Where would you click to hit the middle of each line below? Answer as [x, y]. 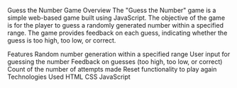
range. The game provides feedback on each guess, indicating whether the [117, 33]
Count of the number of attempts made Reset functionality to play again [112, 69]
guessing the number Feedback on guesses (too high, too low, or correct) [115, 62]
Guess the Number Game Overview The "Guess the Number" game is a [112, 10]
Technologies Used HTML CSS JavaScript [69, 77]
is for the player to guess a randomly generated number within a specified [115, 25]
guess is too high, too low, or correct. [62, 40]
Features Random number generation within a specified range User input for [119, 54]
